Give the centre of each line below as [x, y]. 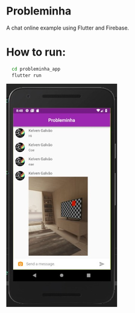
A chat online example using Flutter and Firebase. [68, 28]
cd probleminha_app [36, 69]
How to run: [36, 52]
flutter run [27, 75]
